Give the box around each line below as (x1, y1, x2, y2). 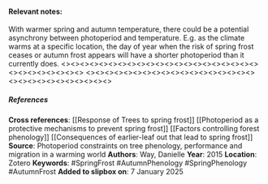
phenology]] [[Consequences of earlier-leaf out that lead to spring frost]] (8, 132, 253, 142)
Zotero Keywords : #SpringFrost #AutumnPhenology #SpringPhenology (8, 158, 248, 168)
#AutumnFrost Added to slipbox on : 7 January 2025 (8, 167, 184, 177)
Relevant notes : (8, 6, 63, 16)
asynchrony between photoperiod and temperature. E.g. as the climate (8, 33, 245, 43)
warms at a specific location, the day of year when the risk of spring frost (8, 41, 254, 52)
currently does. (8, 59, 59, 69)
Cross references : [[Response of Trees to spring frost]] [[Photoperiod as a (8, 115, 259, 125)
